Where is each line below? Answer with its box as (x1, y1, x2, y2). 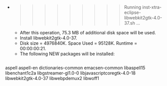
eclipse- (124, 9, 141, 15)
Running (124, 4, 142, 10)
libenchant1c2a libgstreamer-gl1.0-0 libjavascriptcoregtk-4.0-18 (5, 70, 136, 76)
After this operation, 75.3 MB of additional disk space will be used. (19, 30, 156, 35)
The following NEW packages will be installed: (19, 51, 115, 57)
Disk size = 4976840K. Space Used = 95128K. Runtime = (19, 40, 138, 46)
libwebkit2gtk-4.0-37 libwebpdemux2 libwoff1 (5, 76, 99, 81)
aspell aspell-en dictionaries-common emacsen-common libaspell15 (5, 65, 146, 71)
